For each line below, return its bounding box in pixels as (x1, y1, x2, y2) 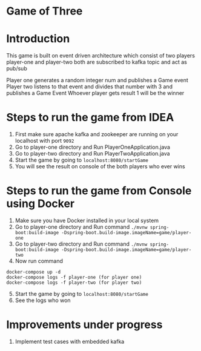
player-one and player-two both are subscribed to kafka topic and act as (6, 59, 188, 66)
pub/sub (6, 65, 27, 72)
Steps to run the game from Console (6, 184, 192, 198)
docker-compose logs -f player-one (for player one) (6, 274, 142, 280)
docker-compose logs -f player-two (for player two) (6, 280, 142, 286)
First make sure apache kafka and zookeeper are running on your (15, 131, 179, 138)
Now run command (15, 257, 64, 264)
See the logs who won (15, 297, 71, 304)
